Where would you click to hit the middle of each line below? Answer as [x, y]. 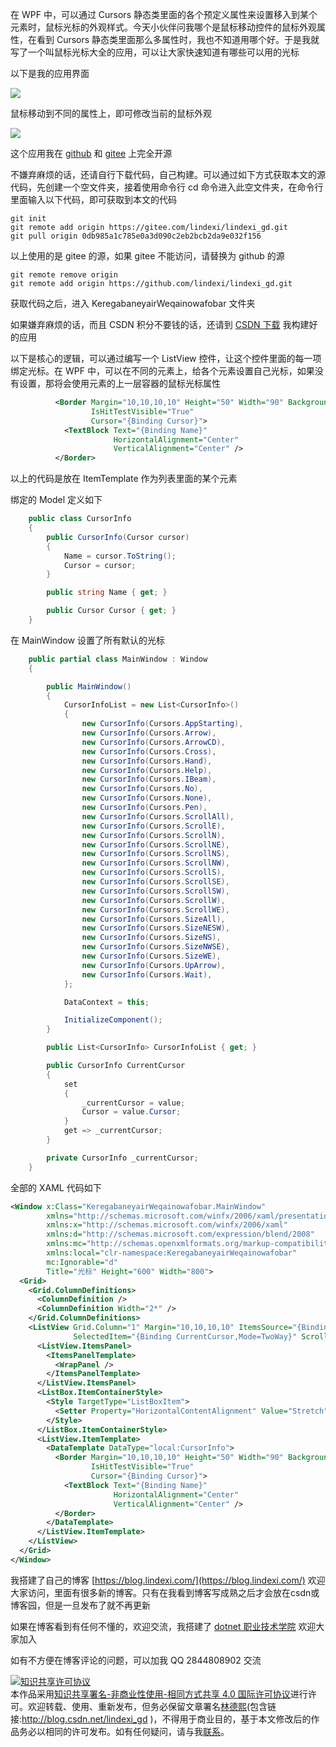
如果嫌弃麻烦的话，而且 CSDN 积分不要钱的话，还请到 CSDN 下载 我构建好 [164, 324]
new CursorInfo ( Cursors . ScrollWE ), [155, 909]
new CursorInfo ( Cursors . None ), [147, 798]
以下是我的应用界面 [50, 73]
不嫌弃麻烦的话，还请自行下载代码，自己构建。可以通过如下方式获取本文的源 [168, 174]
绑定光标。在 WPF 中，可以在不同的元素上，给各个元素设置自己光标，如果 [162, 371]
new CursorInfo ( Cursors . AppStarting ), [162, 724]
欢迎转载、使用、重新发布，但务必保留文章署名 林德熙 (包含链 [152, 1706]
